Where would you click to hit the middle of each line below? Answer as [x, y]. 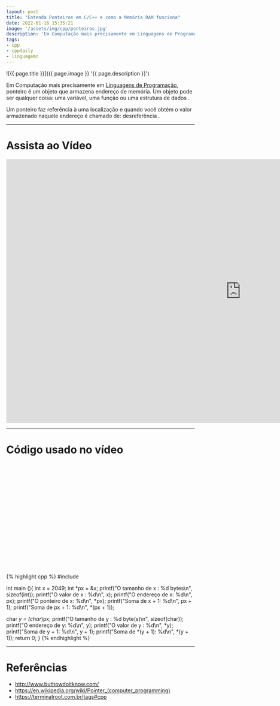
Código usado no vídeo [65, 449]
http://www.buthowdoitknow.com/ [57, 684]
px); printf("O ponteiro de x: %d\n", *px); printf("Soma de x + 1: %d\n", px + [99, 601]
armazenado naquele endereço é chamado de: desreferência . [83, 116]
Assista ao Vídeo [49, 145]
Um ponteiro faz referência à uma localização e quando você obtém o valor [99, 109]
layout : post [22, 12]
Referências [37, 667]
